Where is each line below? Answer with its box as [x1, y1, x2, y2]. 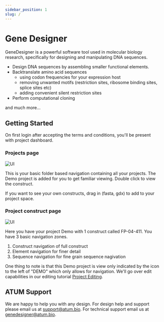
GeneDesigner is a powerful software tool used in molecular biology [5, 49, 142, 55]
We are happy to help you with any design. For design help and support [5, 301, 150, 307]
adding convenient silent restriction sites [19, 90, 102, 96]
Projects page [5, 149, 39, 156]
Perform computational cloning [12, 95, 75, 101]
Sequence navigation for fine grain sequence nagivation [12, 254, 126, 260]
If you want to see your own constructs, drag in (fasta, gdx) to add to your [5, 190, 155, 196]
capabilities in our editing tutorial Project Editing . [5, 273, 103, 279]
